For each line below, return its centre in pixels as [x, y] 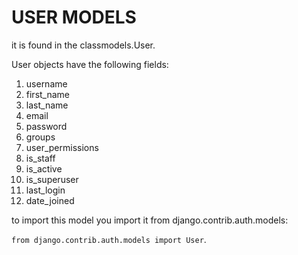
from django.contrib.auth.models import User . [109, 239]
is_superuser [52, 179]
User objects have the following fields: [90, 64]
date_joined [50, 200]
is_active [44, 168]
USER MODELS [74, 17]
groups [40, 137]
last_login [45, 190]
